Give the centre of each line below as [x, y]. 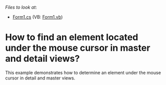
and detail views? [43, 59]
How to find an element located [72, 37]
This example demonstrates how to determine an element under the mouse [83, 72]
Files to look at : [21, 7]
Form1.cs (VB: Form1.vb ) [37, 17]
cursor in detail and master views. [40, 78]
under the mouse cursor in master [78, 48]
